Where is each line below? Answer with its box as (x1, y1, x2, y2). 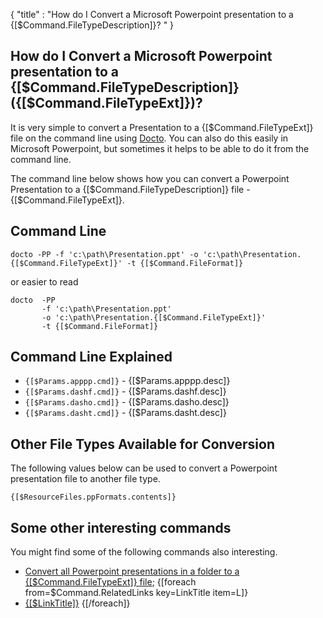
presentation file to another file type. (10, 473, 161, 485)
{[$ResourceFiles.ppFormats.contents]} (10, 492, 177, 503)
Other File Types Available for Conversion (10, 435, 275, 453)
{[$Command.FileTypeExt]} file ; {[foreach (24, 576, 197, 588)
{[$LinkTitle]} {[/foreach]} (24, 597, 131, 609)
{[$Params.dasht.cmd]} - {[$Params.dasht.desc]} (24, 407, 227, 419)
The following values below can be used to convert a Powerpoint (10, 462, 278, 474)
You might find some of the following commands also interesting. (10, 546, 278, 558)
